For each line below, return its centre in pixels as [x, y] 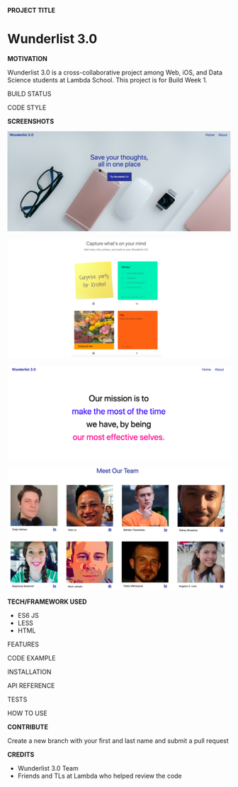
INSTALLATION [29, 672]
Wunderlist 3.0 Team [48, 768]
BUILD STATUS [29, 93]
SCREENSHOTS [31, 121]
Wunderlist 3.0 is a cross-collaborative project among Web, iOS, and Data [115, 72]
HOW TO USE [27, 713]
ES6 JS [28, 615]
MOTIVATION [27, 58]
